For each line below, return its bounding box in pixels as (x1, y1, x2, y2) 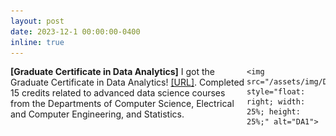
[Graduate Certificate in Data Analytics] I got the (10, 66, 215, 78)
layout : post (10, 16, 65, 26)
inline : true (10, 37, 65, 47)
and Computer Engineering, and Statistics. (10, 108, 185, 120)
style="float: (246, 87, 306, 97)
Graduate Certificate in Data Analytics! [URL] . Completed (10, 76, 245, 89)
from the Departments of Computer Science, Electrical (10, 98, 235, 110)
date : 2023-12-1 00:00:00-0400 (10, 26, 141, 37)
